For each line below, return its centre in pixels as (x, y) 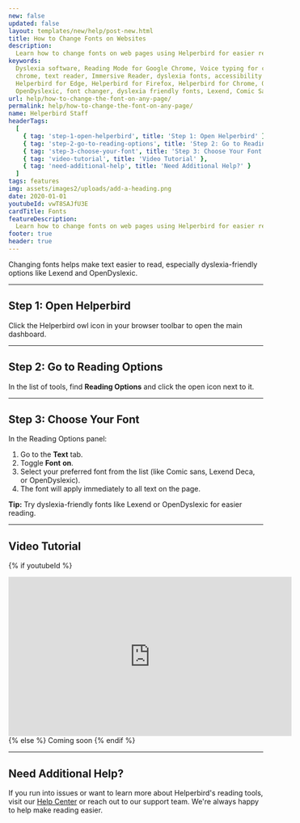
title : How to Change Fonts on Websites (78, 38)
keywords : (25, 61)
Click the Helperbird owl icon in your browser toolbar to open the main (125, 325)
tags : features (34, 181)
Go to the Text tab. (51, 454)
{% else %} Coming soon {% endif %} (72, 741)
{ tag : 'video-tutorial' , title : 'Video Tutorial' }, (115, 158)
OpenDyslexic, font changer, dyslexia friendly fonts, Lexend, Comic (135, 91)
